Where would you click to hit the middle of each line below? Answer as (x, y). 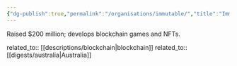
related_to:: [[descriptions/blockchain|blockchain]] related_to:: (97, 47)
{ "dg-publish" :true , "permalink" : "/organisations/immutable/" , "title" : (113, 14)
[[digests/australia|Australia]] (49, 55)
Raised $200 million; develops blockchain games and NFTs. (94, 34)
